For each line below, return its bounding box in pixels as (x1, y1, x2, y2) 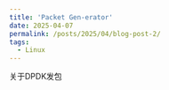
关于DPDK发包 (9, 71, 62, 82)
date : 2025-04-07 (9, 21, 74, 30)
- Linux (17, 46, 46, 55)
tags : (9, 37, 29, 47)
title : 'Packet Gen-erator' (9, 12, 114, 22)
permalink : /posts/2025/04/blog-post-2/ (9, 29, 162, 38)
